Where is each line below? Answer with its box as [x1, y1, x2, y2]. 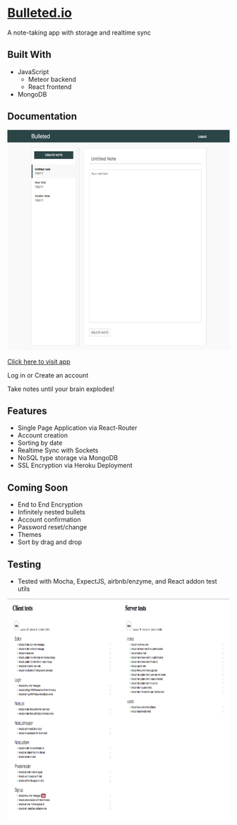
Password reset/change [17, 523, 87, 531]
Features [7, 404, 47, 417]
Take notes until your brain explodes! [7, 385, 115, 393]
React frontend [28, 83, 72, 91]
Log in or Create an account [7, 371, 89, 379]
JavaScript [17, 67, 49, 76]
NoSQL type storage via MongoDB [17, 454, 119, 462]
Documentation [7, 111, 78, 123]
